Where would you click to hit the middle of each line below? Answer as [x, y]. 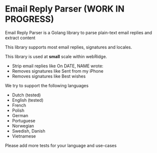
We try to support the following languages [47, 85]
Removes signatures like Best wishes [49, 76]
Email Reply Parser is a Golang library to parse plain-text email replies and [78, 32]
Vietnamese [24, 136]
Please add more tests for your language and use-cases [61, 145]
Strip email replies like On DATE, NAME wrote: [58, 66]
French [19, 105]
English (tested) [28, 100]
